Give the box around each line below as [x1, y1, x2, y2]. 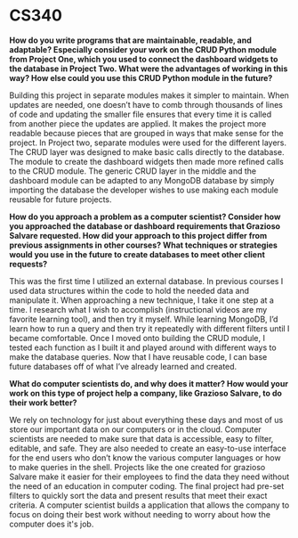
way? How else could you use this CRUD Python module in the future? [9, 72, 273, 83]
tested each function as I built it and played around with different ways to [9, 342, 278, 353]
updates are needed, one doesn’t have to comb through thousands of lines [9, 99, 283, 110]
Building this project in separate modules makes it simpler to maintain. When [9, 90, 289, 101]
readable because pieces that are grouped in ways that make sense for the [9, 127, 285, 138]
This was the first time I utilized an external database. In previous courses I [9, 275, 284, 286]
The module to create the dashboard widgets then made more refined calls [9, 156, 285, 167]
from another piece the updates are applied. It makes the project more [9, 118, 267, 129]
